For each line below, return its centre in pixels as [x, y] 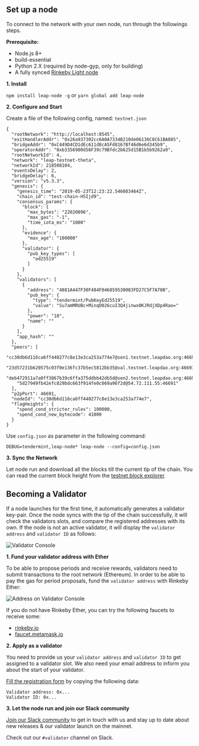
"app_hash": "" [36, 337]
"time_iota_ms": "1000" [57, 222]
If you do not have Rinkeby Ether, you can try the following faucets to [90, 610]
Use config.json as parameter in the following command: [76, 436]
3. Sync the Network [32, 458]
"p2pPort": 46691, [34, 394]
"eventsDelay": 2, [34, 170]
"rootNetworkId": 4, [37, 155]
